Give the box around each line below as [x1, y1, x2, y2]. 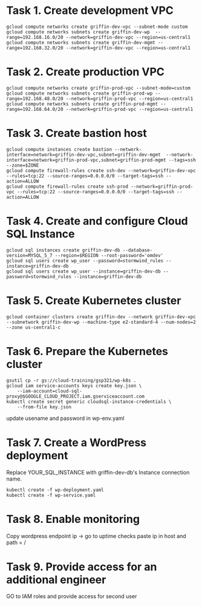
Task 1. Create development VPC [6, 4, 174, 18]
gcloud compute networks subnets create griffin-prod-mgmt [6, 101, 158, 107]
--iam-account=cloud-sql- [17, 388, 83, 394]
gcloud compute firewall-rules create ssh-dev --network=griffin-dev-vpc [6, 167, 197, 173]
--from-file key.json [17, 404, 71, 410]
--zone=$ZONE [6, 162, 39, 168]
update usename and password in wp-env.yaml [6, 415, 125, 422]
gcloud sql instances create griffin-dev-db [6, 247, 120, 253]
